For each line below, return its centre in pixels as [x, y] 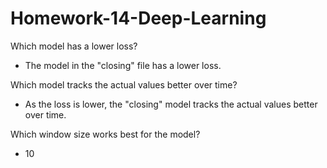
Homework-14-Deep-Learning [138, 18]
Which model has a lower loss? [74, 46]
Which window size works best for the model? [105, 134]
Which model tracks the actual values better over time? [124, 84]
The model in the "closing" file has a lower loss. [123, 65]
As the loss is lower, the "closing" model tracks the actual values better [171, 104]
